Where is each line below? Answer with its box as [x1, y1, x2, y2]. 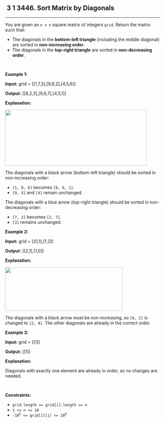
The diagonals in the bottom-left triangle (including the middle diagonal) [12, 36, 160, 42]
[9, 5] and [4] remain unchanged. [12, 189, 83, 195]
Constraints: [5, 392, 31, 398]
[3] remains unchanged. [12, 219, 62, 225]
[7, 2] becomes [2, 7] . [12, 214, 61, 220]
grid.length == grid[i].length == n [12, 402, 87, 407]
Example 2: [5, 229, 28, 235]
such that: [5, 27, 26, 33]
